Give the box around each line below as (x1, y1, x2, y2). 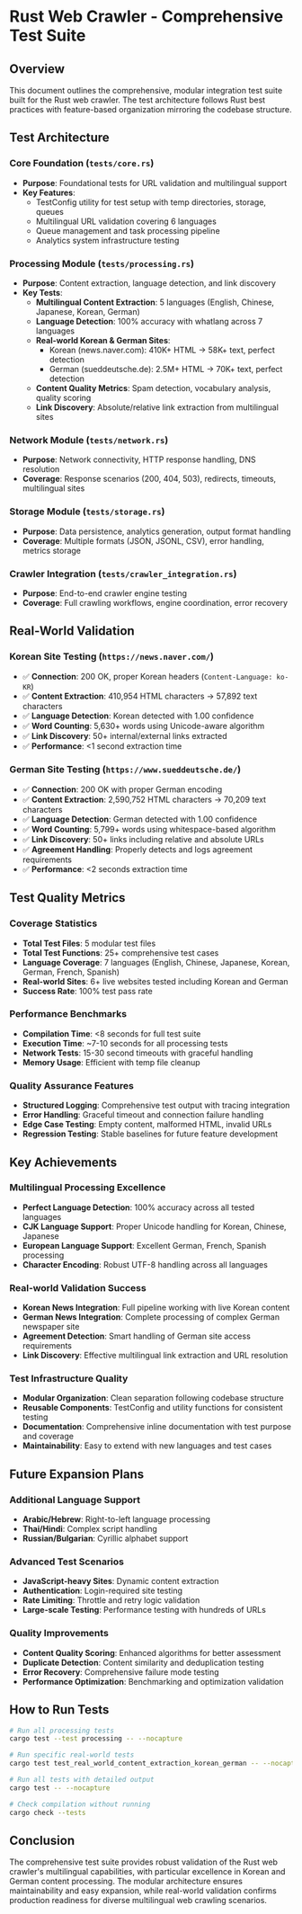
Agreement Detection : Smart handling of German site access (22, 1331, 252, 1341)
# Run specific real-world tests (9, 1750, 135, 1759)
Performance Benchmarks (9, 1008, 128, 1020)
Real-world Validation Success (9, 1281, 147, 1294)
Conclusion (9, 1832, 75, 1848)
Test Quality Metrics (9, 890, 126, 905)
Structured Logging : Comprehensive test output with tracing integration (22, 1099, 290, 1111)
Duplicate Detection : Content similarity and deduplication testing (22, 1657, 264, 1668)
